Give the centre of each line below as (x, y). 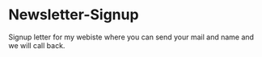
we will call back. (37, 45)
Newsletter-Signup (74, 15)
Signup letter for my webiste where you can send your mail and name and (131, 37)
